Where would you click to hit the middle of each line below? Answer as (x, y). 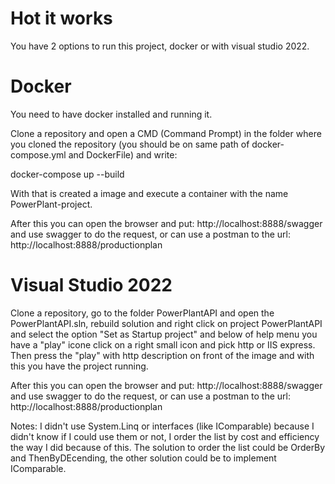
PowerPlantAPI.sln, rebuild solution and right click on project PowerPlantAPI (166, 323)
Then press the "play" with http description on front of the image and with (162, 355)
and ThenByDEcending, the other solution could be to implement (143, 458)
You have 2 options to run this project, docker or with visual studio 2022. (160, 46)
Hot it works (61, 18)
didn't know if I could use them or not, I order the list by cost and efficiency (165, 436)
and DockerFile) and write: (123, 154)
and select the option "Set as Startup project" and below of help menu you (164, 334)
